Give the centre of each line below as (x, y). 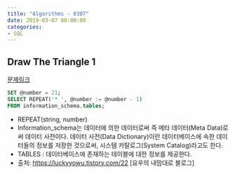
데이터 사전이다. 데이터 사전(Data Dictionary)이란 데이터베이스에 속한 (120, 136)
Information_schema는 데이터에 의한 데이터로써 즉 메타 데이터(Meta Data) (120, 128)
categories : (25, 27)
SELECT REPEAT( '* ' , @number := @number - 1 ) (75, 99)
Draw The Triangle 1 (52, 61)
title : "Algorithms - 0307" (48, 14)
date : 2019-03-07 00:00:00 (47, 20)
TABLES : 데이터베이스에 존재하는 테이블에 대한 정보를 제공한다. (105, 154)
